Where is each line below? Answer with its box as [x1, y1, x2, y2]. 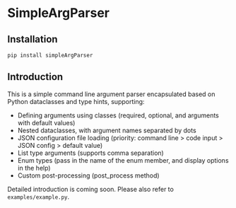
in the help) [17, 163, 51, 172]
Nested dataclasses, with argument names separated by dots [17, 126, 196, 134]
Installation [7, 33, 58, 45]
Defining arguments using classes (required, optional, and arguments [17, 111, 219, 120]
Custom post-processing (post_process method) [17, 171, 160, 180]
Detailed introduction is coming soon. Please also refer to [7, 185, 175, 193]
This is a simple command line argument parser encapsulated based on [7, 90, 216, 98]
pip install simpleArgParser [7, 52, 93, 59]
